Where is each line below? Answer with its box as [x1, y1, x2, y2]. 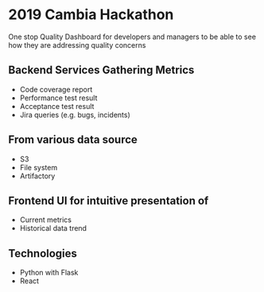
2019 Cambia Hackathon [8, 6, 174, 24]
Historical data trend [19, 224, 87, 233]
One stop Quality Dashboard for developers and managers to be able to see [8, 32, 257, 41]
